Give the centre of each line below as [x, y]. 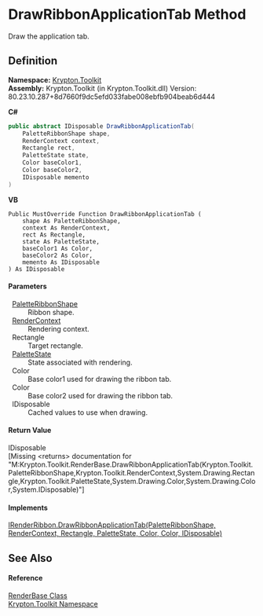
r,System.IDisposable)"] [46, 489]
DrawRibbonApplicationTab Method [127, 15]
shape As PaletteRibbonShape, [72, 221]
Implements [28, 508]
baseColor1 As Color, [57, 248]
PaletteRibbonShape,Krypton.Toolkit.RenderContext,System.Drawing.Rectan [131, 473]
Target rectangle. [56, 345]
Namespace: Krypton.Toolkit [55, 79]
